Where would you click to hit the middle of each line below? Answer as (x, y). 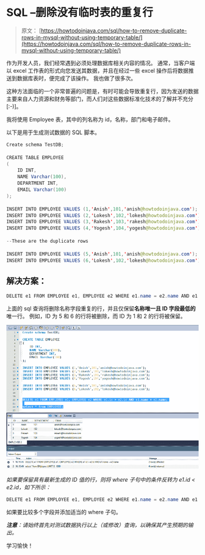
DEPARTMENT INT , (38, 184)
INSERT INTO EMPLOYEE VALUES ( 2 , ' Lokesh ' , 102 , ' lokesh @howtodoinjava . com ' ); (105, 215)
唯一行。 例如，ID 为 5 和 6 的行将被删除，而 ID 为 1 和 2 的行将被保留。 (96, 316)
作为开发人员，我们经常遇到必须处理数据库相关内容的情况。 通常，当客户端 (101, 63)
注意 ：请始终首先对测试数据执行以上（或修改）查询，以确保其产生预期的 (97, 525)
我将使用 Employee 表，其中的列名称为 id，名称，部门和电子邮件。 (90, 119)
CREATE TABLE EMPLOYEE (35, 157)
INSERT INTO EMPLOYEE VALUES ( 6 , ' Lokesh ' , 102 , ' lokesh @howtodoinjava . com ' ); (105, 260)
